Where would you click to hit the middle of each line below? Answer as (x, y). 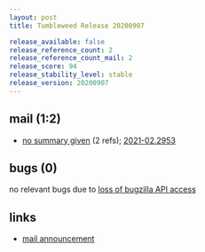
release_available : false (57, 42)
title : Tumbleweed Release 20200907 (77, 26)
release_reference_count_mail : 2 (71, 59)
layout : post (33, 17)
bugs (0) (33, 168)
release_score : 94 (43, 67)
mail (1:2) (35, 119)
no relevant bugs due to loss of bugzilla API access (103, 189)
